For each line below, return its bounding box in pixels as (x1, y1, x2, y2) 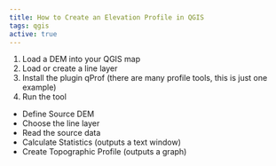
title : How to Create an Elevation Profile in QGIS (9, 12, 204, 22)
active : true (9, 29, 58, 38)
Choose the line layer (21, 118, 100, 129)
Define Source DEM (21, 108, 95, 120)
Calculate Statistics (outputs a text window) (21, 137, 182, 147)
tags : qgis (9, 21, 50, 30)
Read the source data (21, 128, 101, 138)
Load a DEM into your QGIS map (21, 54, 140, 65)
